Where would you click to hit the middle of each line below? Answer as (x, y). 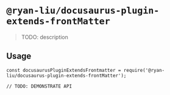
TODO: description (45, 37)
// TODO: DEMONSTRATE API (39, 86)
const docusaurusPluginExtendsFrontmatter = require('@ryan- (86, 70)
